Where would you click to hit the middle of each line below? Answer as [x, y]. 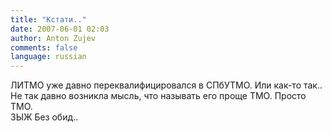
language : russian [48, 57]
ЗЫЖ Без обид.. [44, 117]
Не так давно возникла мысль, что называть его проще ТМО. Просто [158, 96]
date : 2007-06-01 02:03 [60, 29]
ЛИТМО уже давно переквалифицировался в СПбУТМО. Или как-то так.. [166, 85]
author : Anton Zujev [53, 38]
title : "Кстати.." [48, 19]
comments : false [44, 47]
